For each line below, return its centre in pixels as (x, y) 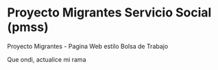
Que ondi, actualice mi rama (47, 59)
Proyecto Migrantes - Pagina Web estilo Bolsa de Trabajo (88, 46)
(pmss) (28, 27)
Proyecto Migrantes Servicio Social (109, 13)
